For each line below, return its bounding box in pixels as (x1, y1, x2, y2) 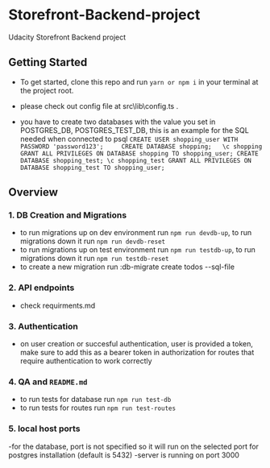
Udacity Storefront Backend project (8, 32, 127, 42)
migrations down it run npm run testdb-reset (19, 254, 169, 263)
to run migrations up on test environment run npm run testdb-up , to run (19, 245, 256, 255)
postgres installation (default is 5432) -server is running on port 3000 (8, 449, 240, 460)
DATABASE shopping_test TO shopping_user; (19, 164, 165, 172)
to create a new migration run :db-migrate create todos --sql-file (19, 262, 235, 271)
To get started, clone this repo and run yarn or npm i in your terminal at (19, 77, 259, 86)
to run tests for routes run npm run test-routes (19, 403, 176, 412)
